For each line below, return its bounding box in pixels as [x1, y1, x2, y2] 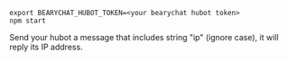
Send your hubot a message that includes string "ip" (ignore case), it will [9, 32, 279, 42]
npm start [9, 16, 47, 25]
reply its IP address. [9, 41, 83, 52]
